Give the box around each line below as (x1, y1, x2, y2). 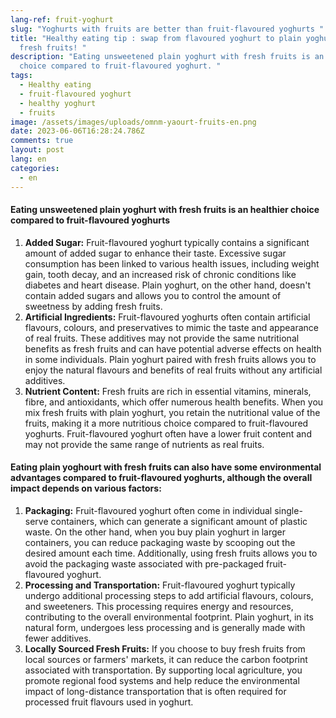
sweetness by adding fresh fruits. (24, 300, 163, 312)
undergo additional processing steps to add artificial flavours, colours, (24, 589, 314, 601)
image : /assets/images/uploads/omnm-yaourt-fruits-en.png (10, 117, 257, 127)
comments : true (10, 136, 74, 146)
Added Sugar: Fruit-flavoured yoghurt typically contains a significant (24, 236, 310, 248)
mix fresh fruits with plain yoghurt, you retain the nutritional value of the (24, 406, 321, 418)
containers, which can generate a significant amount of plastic (50, 515, 308, 527)
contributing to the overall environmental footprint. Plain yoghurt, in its (24, 611, 314, 623)
